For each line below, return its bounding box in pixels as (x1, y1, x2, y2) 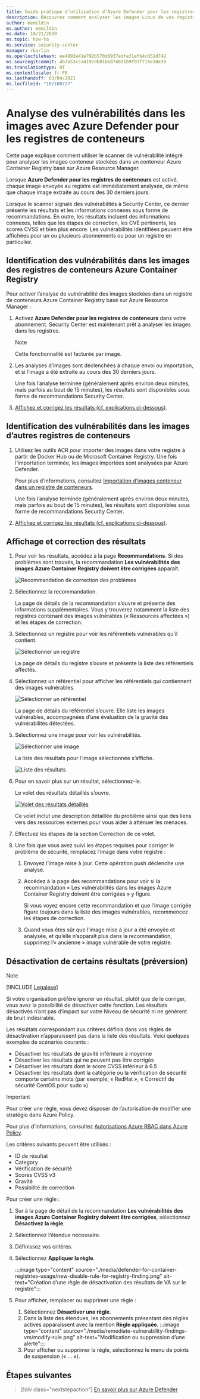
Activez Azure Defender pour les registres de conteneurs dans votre (14, 314, 186, 321)
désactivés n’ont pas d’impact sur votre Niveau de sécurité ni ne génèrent (6, 1008, 187, 1015)
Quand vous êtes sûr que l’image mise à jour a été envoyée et (23, 926, 176, 933)
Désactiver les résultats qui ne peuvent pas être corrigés (14, 1056, 154, 1063)
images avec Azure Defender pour (6, 119, 179, 133)
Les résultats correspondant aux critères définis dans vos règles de (6, 1026, 171, 1033)
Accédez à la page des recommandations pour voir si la (23, 878, 161, 885)
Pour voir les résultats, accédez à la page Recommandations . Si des (14, 552, 183, 559)
